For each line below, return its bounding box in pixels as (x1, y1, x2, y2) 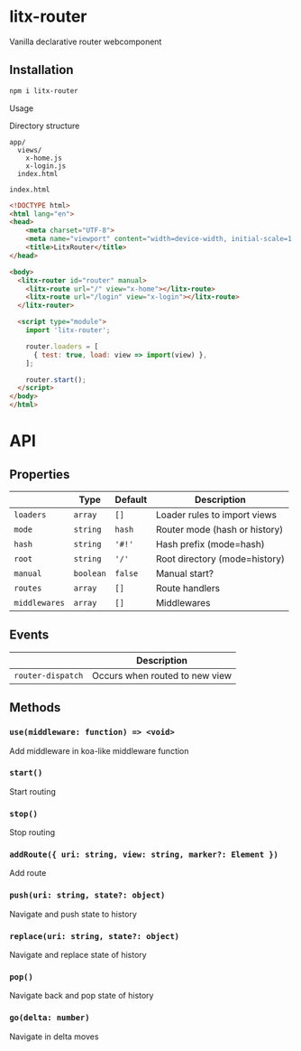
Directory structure (9, 120, 80, 131)
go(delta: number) (9, 1013, 90, 1023)
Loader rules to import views (156, 508, 278, 521)
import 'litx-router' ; (25, 326, 111, 335)
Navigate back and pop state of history (9, 991, 154, 1001)
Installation (9, 62, 74, 78)
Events (9, 628, 50, 643)
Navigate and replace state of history (9, 949, 147, 960)
